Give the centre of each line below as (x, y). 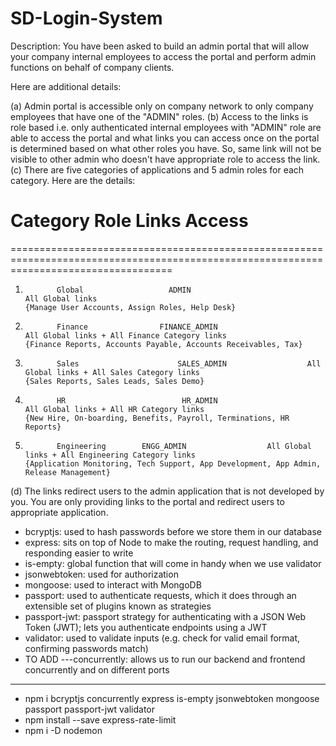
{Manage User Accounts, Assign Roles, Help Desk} (130, 307)
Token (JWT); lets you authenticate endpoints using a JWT (146, 627)
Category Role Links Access (129, 221)
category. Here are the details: (73, 180)
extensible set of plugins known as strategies (118, 606)
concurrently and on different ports (97, 669)
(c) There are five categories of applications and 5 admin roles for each (157, 169)
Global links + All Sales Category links (112, 372)
